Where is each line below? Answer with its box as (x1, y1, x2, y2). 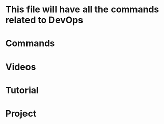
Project (5, 108, 37, 119)
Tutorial (5, 84, 39, 96)
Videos (5, 61, 36, 72)
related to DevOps (5, 14, 84, 26)
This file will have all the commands (5, 4, 159, 15)
